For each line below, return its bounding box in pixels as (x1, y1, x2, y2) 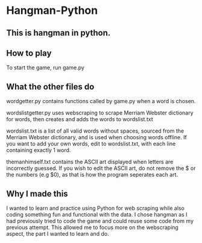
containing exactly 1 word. (6, 147, 71, 154)
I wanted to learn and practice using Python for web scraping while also (6, 204, 185, 212)
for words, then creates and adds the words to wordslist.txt (6, 116, 154, 123)
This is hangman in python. (6, 28, 111, 38)
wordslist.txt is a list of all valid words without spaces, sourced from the (6, 127, 185, 134)
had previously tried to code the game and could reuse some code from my (6, 218, 194, 225)
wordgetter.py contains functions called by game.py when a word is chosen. (6, 98, 196, 105)
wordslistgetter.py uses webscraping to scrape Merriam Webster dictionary (6, 109, 194, 116)
